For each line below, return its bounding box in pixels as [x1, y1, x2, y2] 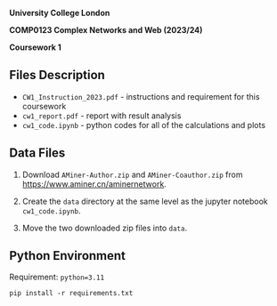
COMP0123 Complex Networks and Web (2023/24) [9, 25, 203, 35]
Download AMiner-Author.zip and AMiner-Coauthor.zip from [21, 169, 243, 180]
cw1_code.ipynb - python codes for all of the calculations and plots [21, 119, 265, 130]
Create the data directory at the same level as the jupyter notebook [21, 196, 269, 206]
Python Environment [9, 248, 126, 263]
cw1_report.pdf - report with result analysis [21, 110, 182, 121]
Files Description [9, 68, 105, 83]
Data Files [9, 146, 66, 161]
